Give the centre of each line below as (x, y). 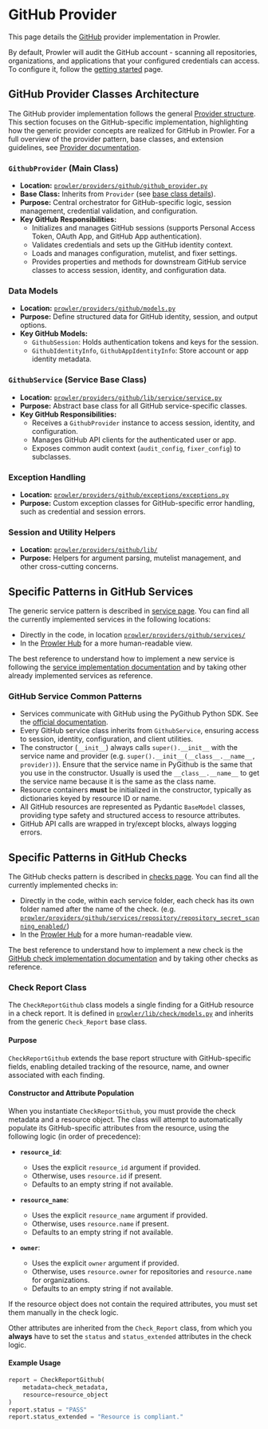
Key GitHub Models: (54, 334)
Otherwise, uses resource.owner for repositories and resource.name (142, 1271)
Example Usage (35, 1363)
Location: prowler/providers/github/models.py (98, 308)
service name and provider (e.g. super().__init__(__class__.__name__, (138, 756)
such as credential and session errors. (83, 511)
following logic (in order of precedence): (75, 1136)
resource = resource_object (66, 1395)
